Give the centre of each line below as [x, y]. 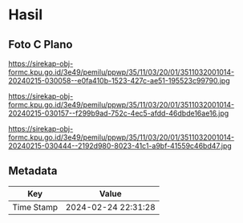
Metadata [33, 171]
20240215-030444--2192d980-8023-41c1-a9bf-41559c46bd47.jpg [120, 146]
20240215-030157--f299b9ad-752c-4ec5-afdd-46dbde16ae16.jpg [119, 113]
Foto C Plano [40, 45]
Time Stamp [35, 207]
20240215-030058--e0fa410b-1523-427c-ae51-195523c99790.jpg [119, 81]
